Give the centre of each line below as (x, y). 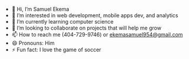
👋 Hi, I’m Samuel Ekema (40, 9)
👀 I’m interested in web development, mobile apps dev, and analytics (95, 15)
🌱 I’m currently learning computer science (62, 22)
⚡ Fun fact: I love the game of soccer (56, 50)
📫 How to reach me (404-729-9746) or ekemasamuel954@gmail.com (97, 35)
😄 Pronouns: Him (33, 43)
